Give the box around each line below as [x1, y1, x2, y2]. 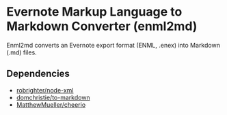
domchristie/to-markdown [16, 93, 90, 101]
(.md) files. [6, 48, 37, 56]
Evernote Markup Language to [6, 4, 183, 20]
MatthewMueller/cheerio [16, 100, 86, 109]
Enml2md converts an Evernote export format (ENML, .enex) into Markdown [6, 41, 220, 49]
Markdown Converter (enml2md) [6, 18, 198, 34]
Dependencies [6, 68, 70, 80]
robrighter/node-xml [16, 86, 74, 94]
